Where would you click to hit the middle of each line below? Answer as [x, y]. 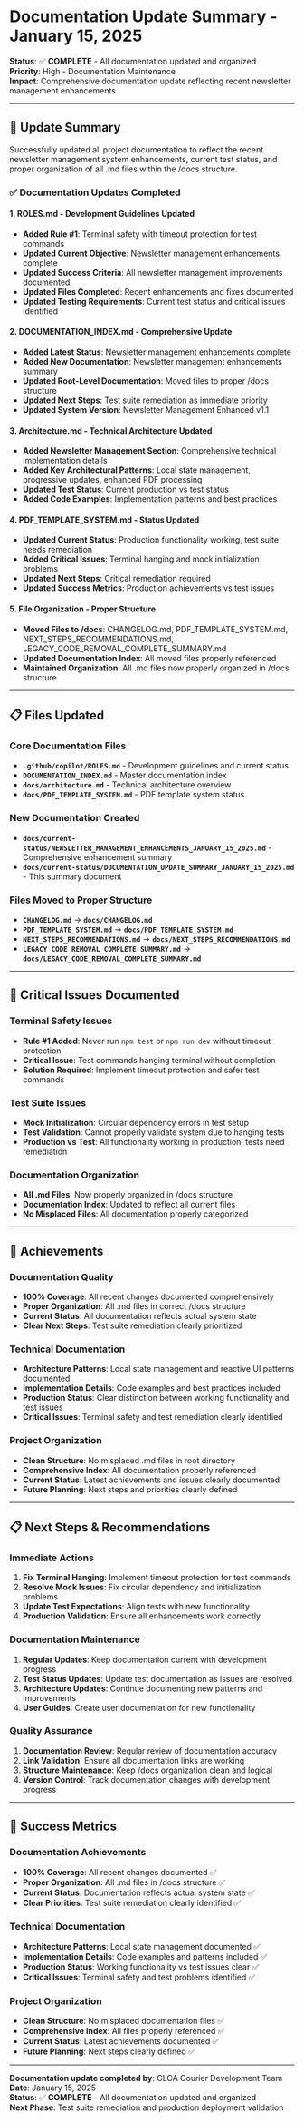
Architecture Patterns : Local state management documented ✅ [141, 1946]
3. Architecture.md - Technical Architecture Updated [111, 430]
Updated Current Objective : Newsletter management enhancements [151, 253]
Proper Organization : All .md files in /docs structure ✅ [124, 1882]
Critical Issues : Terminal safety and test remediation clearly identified [152, 1417]
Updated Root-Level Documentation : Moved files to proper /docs [146, 381]
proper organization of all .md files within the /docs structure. [123, 169]
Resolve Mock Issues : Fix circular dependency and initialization [142, 1587]
